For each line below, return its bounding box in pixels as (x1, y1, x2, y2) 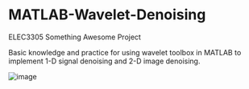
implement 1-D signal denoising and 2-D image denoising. (8, 56, 201, 66)
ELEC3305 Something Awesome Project (8, 32, 141, 42)
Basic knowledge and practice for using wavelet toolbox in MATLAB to (8, 47, 242, 57)
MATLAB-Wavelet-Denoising (8, 6, 206, 24)
